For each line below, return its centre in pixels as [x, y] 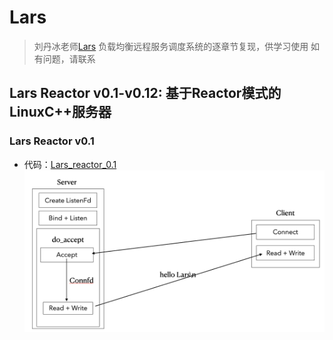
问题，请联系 [69, 58]
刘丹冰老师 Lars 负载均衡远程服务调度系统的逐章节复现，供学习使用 [171, 46]
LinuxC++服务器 [60, 112]
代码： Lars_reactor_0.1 [70, 164]
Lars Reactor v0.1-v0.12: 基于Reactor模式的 [145, 93]
